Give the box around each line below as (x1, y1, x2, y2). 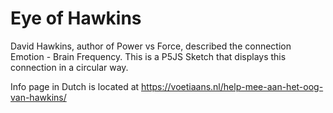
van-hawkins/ (10, 91, 67, 103)
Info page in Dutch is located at (10, 80, 140, 92)
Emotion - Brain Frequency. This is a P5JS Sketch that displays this (10, 50, 287, 62)
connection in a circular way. (10, 61, 129, 73)
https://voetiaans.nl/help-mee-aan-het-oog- (141, 80, 324, 92)
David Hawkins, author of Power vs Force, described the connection (10, 40, 292, 52)
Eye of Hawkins (10, 7, 142, 30)
